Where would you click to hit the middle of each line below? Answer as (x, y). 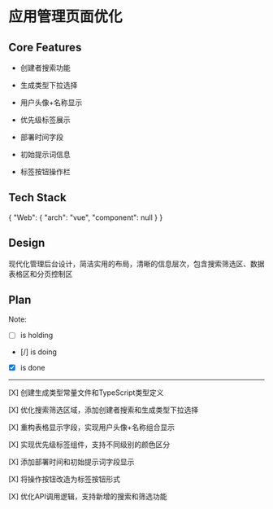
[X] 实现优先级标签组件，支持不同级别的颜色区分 (89, 444)
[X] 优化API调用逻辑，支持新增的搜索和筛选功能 (88, 496)
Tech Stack (37, 197)
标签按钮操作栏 (45, 171)
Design (27, 243)
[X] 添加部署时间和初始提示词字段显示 (71, 462)
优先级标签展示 (45, 120)
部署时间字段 (41, 137)
